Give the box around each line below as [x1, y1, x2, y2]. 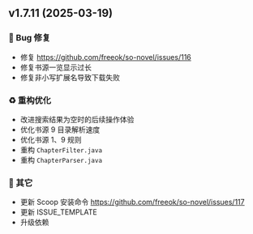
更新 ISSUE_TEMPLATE [19, 207, 97, 217]
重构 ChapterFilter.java [19, 145, 103, 155]
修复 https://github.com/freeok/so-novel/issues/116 [19, 52, 192, 62]
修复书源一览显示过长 [19, 62, 92, 72]
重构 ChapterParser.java [19, 155, 103, 164]
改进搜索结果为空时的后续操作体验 [19, 114, 135, 124]
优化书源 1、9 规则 [19, 134, 83, 144]
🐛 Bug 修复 [8, 32, 51, 44]
